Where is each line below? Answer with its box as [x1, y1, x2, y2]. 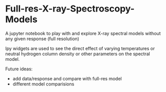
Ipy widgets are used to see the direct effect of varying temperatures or [5, 45, 155, 51]
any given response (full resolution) [5, 36, 80, 42]
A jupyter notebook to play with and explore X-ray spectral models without [5, 30, 161, 36]
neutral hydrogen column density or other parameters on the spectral [5, 51, 150, 57]
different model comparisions [12, 81, 75, 87]
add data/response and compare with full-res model [12, 75, 122, 81]
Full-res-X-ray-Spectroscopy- [5, 3, 135, 15]
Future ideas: [5, 66, 33, 72]
